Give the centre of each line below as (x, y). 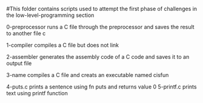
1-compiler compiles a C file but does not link (63, 45)
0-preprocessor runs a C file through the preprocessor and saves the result (101, 27)
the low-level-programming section (50, 15)
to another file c (26, 33)
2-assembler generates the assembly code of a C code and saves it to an (98, 57)
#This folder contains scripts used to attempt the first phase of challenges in (102, 9)
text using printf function (37, 93)
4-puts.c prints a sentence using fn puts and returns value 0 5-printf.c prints (101, 87)
